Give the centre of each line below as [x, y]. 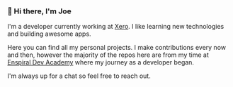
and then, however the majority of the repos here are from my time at [108, 55]
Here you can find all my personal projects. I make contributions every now [117, 48]
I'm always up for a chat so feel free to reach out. [79, 76]
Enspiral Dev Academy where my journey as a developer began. [101, 62]
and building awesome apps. [49, 34]
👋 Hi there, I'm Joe [40, 11]
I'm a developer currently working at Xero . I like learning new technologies [116, 27]
